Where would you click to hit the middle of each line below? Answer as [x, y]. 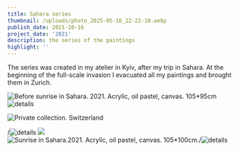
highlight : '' [28, 47]
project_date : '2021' [39, 34]
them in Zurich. [30, 82]
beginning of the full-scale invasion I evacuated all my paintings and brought [119, 75]
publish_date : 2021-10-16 [46, 27]
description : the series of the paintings [71, 41]
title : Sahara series [39, 14]
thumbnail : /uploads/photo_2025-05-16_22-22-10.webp [87, 21]
